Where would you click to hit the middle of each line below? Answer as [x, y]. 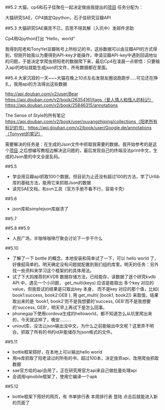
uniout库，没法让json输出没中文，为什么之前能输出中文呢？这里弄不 [81, 326]
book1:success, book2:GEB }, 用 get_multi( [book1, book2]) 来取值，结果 [85, 295]
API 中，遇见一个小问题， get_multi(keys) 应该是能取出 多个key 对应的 [83, 283]
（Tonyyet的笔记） [24, 134]
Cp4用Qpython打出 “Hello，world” [40, 39]
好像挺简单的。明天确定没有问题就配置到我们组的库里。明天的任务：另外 [85, 264]
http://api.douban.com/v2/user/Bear [42, 94]
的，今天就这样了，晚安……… [41, 320]
